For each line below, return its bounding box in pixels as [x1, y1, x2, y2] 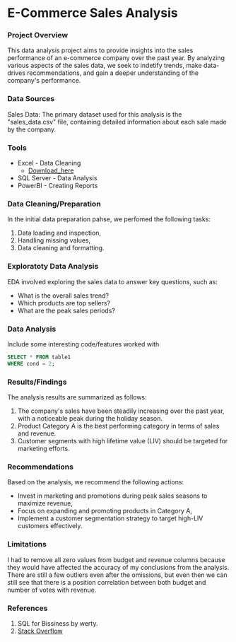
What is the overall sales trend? [17, 291, 110, 300]
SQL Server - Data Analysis [17, 174, 98, 182]
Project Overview [7, 30, 69, 40]
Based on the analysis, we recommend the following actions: [7, 478, 184, 486]
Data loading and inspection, [17, 228, 101, 238]
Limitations [7, 539, 47, 549]
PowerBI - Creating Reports [17, 182, 98, 190]
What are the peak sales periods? [17, 306, 115, 315]
